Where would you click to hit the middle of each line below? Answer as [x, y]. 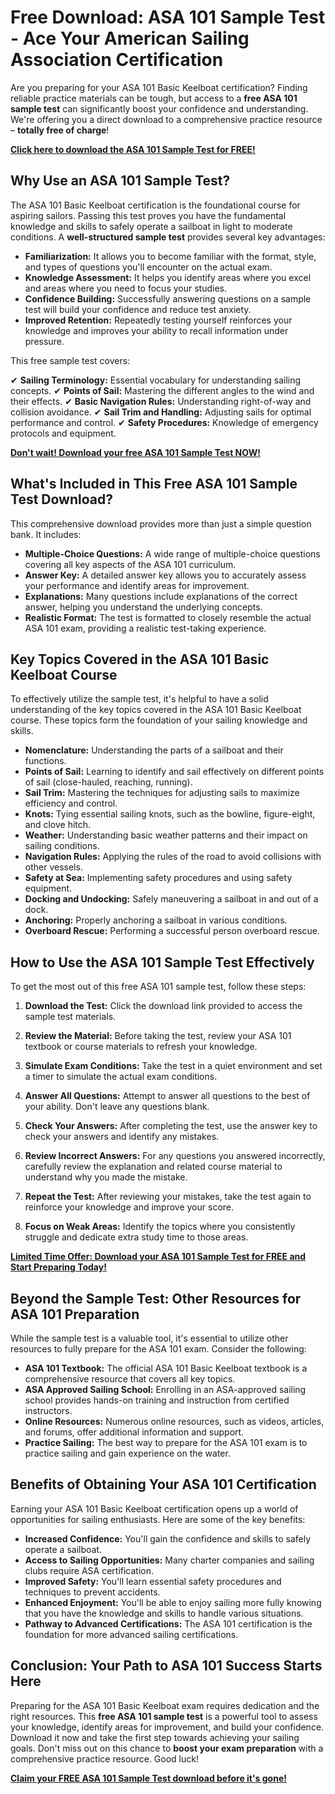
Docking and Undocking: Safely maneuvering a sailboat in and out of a [171, 899]
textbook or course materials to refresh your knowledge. [141, 1047]
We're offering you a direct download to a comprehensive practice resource [166, 119]
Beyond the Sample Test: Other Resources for [156, 1298]
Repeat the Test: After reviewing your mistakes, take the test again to [168, 1197]
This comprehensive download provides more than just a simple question [161, 523]
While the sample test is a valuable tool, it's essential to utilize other [149, 1338]
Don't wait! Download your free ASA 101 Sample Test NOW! [135, 452]
